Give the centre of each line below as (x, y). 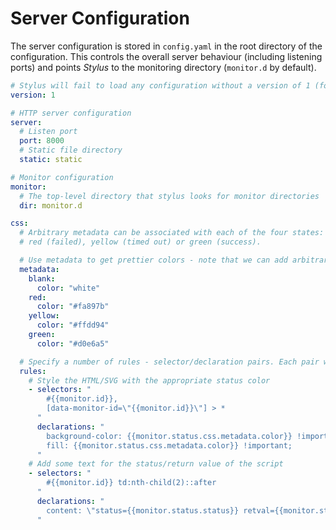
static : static (51, 160)
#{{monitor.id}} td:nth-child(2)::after (131, 483)
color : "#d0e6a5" (73, 343)
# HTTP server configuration (71, 113)
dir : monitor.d (51, 205)
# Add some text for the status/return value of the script (156, 464)
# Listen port (48, 132)
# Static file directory (71, 150)
